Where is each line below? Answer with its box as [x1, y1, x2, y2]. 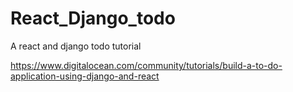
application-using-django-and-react [10, 70, 160, 82]
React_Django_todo [10, 7, 176, 30]
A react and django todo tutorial [10, 40, 142, 52]
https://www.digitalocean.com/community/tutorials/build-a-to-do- [10, 59, 283, 71]
